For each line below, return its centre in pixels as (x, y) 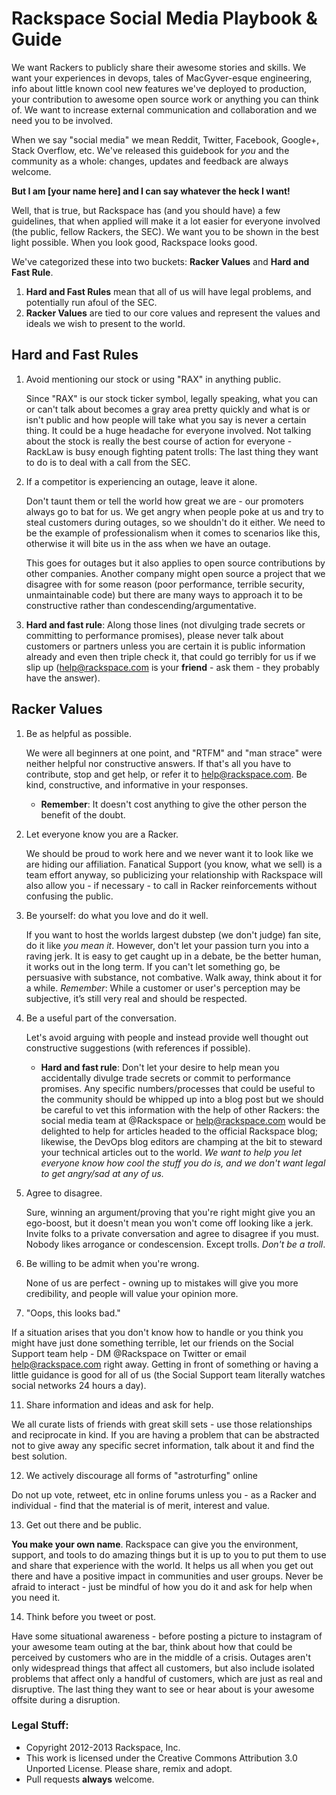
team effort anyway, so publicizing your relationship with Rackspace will (174, 874)
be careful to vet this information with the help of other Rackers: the (180, 1109)
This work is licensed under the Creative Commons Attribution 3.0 (161, 1758)
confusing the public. (69, 896)
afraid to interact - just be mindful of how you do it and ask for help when (162, 1586)
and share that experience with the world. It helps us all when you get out (162, 1565)
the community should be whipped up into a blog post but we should (182, 1099)
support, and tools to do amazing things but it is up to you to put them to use (169, 1554)
